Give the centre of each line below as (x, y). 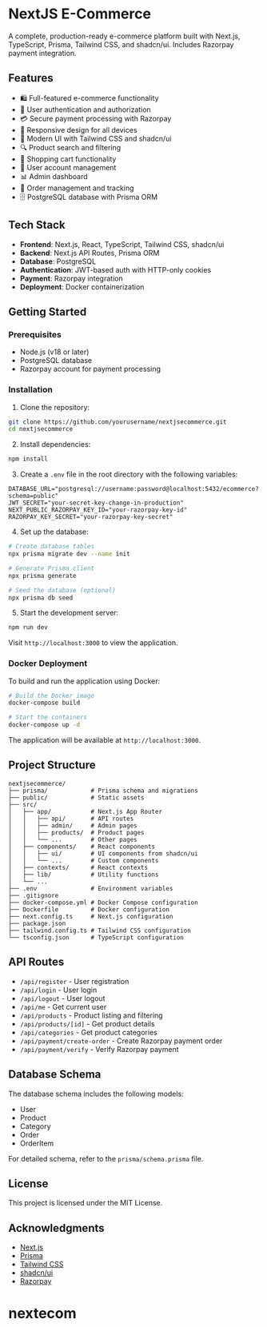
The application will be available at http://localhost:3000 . (105, 740)
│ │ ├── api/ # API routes (71, 819)
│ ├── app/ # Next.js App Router (85, 811)
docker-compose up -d (44, 725)
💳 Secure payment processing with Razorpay (96, 118)
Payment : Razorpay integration (71, 278)
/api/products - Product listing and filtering (91, 1015)
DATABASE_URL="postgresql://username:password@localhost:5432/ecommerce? (134, 489)
